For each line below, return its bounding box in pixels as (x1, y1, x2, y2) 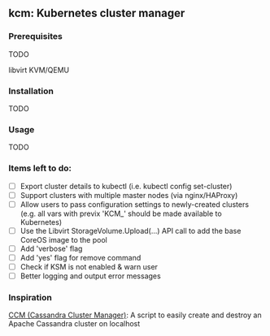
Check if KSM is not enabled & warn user (20, 261, 159, 271)
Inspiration (8, 292, 53, 303)
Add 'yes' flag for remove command (20, 252, 142, 262)
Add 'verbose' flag (20, 243, 83, 253)
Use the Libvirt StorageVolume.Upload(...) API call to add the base (20, 226, 242, 235)
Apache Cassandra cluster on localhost (8, 319, 141, 329)
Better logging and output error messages (20, 271, 161, 281)
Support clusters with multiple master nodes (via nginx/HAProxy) (20, 190, 238, 200)
